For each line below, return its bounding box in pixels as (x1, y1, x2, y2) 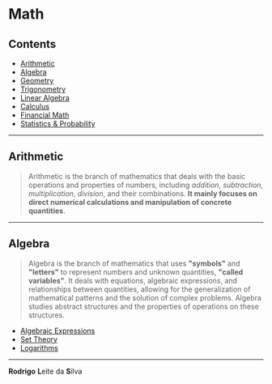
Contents (8, 37, 57, 51)
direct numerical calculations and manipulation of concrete (28, 197, 232, 207)
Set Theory (19, 334, 58, 344)
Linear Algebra (19, 93, 70, 102)
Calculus (19, 102, 50, 111)
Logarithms (19, 343, 58, 352)
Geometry (19, 76, 54, 85)
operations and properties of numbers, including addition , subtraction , (28, 180, 264, 190)
